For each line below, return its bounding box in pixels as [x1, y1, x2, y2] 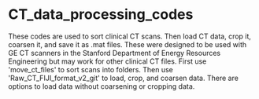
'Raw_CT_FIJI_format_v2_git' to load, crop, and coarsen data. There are [8, 73, 239, 82]
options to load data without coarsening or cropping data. [8, 81, 195, 91]
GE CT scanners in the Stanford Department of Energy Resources [8, 48, 221, 57]
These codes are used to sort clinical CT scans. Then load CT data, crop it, [8, 31, 252, 41]
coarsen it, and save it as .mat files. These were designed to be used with [8, 39, 247, 49]
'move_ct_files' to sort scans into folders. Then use [8, 64, 173, 74]
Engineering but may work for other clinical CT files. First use [8, 57, 207, 66]
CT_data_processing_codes [8, 5, 194, 24]
